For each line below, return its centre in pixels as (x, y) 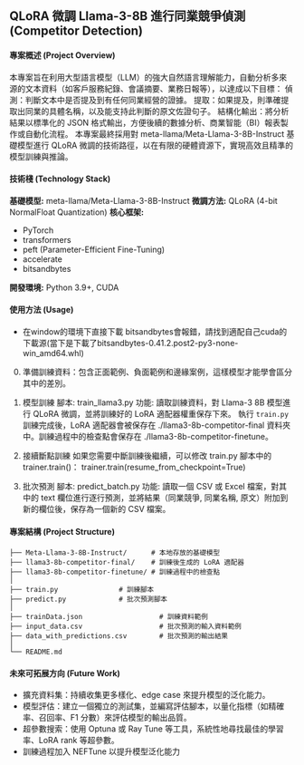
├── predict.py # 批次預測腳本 (88, 600)
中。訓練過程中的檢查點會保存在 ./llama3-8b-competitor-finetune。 (147, 436)
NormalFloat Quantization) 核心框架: (77, 212)
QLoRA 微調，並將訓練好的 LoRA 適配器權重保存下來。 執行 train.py (161, 414)
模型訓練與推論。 (41, 156)
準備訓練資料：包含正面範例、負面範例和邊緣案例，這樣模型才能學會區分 (157, 372)
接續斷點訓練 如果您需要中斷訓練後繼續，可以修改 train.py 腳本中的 (147, 455)
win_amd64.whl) (53, 353)
